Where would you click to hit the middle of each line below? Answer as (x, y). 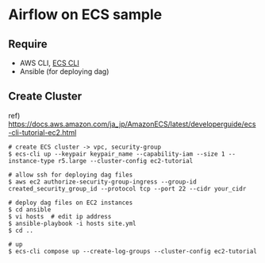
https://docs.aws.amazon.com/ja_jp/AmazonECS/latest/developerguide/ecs (132, 124)
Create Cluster (45, 97)
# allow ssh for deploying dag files (71, 175)
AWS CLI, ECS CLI (49, 63)
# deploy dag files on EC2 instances (71, 203)
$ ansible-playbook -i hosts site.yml (72, 223)
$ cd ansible (30, 209)
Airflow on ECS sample (85, 15)
